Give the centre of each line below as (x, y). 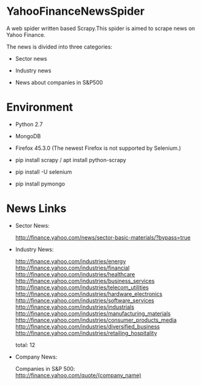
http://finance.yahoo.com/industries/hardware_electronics (89, 294)
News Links (36, 208)
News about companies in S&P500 (59, 82)
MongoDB (28, 136)
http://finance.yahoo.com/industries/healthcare (75, 274)
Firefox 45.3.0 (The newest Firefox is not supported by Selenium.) (98, 148)
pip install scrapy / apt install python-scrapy (71, 160)
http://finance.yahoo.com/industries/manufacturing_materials (93, 313)
